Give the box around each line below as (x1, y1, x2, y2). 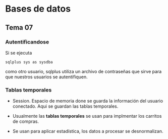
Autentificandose (5, 38, 49, 45)
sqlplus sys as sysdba (5, 59, 53, 65)
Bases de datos (5, 3, 71, 15)
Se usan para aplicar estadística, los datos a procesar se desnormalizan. (12, 128, 163, 134)
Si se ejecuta (5, 50, 32, 56)
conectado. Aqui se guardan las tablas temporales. (12, 103, 119, 109)
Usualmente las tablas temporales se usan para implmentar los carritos (12, 113, 162, 119)
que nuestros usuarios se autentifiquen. (5, 74, 88, 80)
